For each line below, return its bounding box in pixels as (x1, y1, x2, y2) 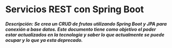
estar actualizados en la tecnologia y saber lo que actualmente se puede (5, 32, 165, 38)
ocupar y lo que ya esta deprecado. (5, 37, 83, 43)
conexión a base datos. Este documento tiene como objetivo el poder (5, 26, 156, 32)
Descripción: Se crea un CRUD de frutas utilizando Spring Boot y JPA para (5, 20, 167, 27)
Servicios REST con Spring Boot (5, 4, 144, 15)
